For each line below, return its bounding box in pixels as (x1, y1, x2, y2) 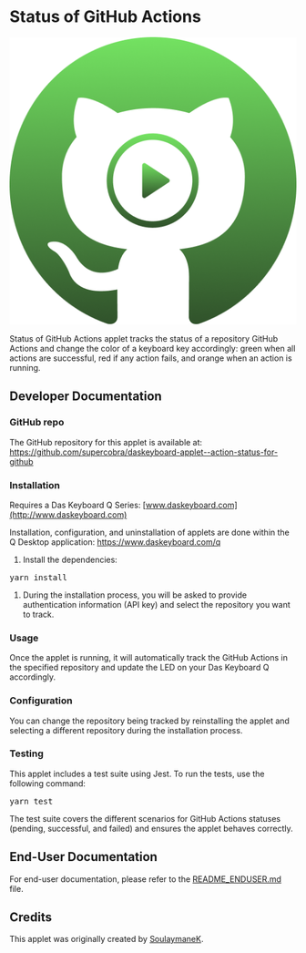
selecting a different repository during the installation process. (9, 724, 243, 735)
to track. (22, 609, 55, 620)
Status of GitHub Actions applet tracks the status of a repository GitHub (9, 333, 279, 343)
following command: (9, 777, 87, 789)
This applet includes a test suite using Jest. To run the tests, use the (9, 768, 265, 779)
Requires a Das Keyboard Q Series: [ (9, 499, 147, 510)
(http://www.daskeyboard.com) (9, 508, 127, 520)
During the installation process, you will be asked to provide (22, 589, 248, 600)
